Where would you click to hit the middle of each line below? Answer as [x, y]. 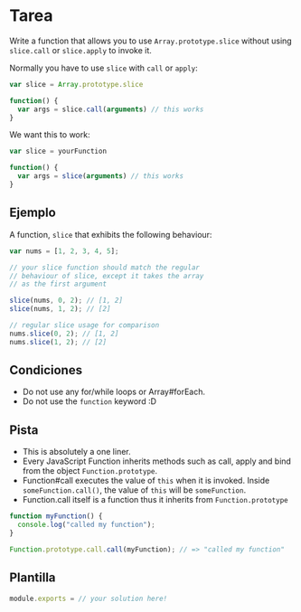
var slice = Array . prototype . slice [76, 84]
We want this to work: [50, 135]
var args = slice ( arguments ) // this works [100, 176]
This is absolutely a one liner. [76, 452]
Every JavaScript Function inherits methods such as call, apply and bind [157, 461]
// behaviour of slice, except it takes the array [107, 276]
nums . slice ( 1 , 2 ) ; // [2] [58, 342]
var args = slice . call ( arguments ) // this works [111, 109]
